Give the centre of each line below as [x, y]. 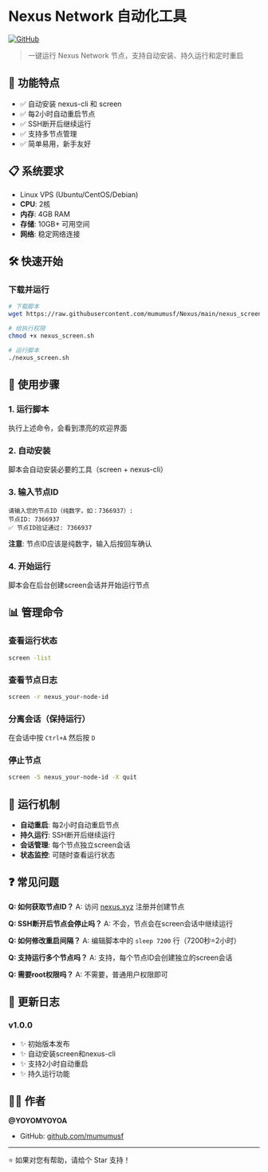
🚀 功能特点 [34, 83]
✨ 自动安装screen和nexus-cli [67, 1053]
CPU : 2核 [35, 203]
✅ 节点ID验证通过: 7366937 [50, 527]
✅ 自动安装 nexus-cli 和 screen [71, 104]
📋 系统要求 [36, 171]
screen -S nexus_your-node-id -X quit [73, 777]
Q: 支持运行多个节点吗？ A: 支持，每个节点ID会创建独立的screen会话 [120, 957]
